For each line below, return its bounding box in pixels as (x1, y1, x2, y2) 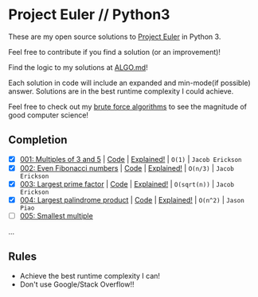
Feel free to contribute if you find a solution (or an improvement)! (8, 47, 221, 56)
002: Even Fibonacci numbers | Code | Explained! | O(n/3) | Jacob (19, 163, 235, 172)
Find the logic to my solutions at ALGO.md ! (8, 62, 149, 72)
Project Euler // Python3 (8, 6, 170, 24)
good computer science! (8, 110, 89, 120)
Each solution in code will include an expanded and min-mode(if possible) (8, 78, 251, 87)
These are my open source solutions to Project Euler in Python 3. (8, 32, 221, 41)
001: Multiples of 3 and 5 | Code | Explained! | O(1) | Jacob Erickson (19, 154, 242, 164)
